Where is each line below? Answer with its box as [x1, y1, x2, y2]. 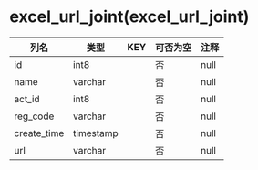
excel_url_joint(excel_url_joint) [9, 6, 250, 27]
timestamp [72, 126, 119, 139]
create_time [14, 126, 65, 139]
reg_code [14, 110, 55, 122]
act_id [14, 92, 40, 105]
